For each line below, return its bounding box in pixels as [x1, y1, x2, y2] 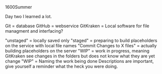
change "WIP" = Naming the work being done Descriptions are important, [5, 58, 154, 64]
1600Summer [5, 4, 32, 10]
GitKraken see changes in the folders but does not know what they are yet [5, 53, 155, 59]
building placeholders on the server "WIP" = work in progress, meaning [5, 48, 150, 54]
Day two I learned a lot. [5, 14, 52, 19]
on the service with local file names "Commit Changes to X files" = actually [5, 43, 157, 48]
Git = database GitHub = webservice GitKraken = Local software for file [5, 23, 150, 29]
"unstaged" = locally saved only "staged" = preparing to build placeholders [5, 37, 158, 43]
